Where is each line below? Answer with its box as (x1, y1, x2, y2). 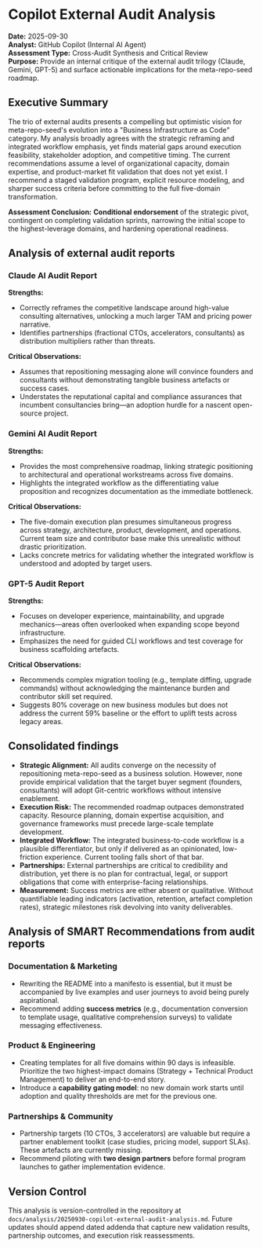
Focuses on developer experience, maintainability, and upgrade (19, 611, 225, 621)
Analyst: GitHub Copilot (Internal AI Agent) (8, 39, 147, 49)
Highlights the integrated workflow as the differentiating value (19, 478, 219, 488)
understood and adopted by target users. (19, 558, 153, 568)
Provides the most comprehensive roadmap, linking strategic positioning (19, 461, 254, 470)
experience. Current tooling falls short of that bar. (44, 852, 204, 862)
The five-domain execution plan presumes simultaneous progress (19, 517, 232, 526)
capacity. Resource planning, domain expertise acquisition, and (19, 811, 225, 820)
